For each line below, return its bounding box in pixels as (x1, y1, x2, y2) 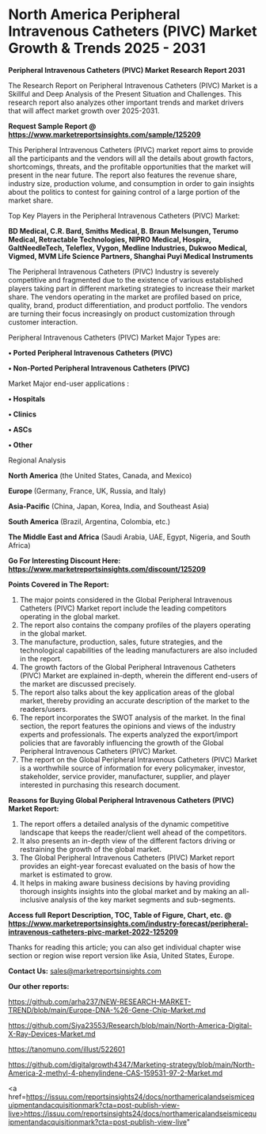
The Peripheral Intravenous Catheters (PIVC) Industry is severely (8, 267, 219, 276)
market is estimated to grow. (19, 870, 112, 879)
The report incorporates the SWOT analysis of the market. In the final (19, 713, 245, 722)
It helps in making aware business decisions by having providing (19, 877, 230, 888)
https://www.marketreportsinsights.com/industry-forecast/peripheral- (8, 919, 249, 928)
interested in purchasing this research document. (19, 780, 180, 790)
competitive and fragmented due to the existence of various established (8, 275, 244, 284)
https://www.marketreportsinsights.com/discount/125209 (8, 564, 206, 573)
